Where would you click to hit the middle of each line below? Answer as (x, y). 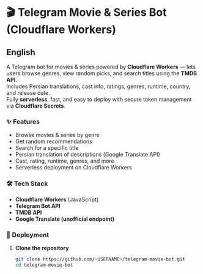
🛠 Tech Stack (27, 183)
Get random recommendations (54, 141)
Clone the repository (42, 248)
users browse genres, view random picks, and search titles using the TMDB (102, 73)
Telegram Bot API (38, 206)
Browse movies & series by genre (57, 135)
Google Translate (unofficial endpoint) (65, 219)
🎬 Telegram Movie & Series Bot (87, 13)
